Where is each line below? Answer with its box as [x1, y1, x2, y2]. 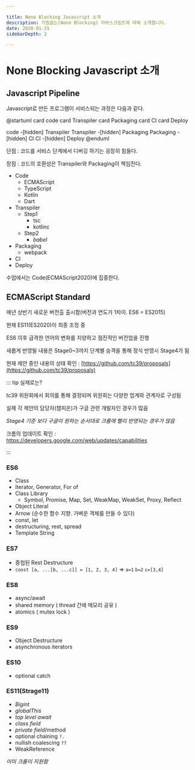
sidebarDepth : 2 [6, 31, 47, 37]
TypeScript [23, 185, 52, 192]
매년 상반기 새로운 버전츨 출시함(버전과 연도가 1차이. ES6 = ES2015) [6, 309, 166, 316]
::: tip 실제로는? [6, 379, 43, 386]
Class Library [14, 490, 48, 497]
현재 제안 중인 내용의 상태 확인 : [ [6, 360, 84, 367]
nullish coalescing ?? [14, 739, 67, 746]
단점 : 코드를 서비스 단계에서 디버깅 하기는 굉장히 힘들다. [6, 147, 138, 155]
